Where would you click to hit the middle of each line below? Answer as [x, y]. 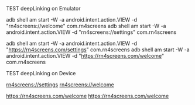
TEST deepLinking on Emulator [43, 8]
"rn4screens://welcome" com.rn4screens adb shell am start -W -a [86, 26]
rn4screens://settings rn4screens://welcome [60, 85]
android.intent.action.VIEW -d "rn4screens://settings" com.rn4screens [91, 32]
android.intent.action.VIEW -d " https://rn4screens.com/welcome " [85, 56]
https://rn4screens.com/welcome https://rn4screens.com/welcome [88, 96]
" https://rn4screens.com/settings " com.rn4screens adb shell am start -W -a [98, 50]
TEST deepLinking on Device [41, 73]
